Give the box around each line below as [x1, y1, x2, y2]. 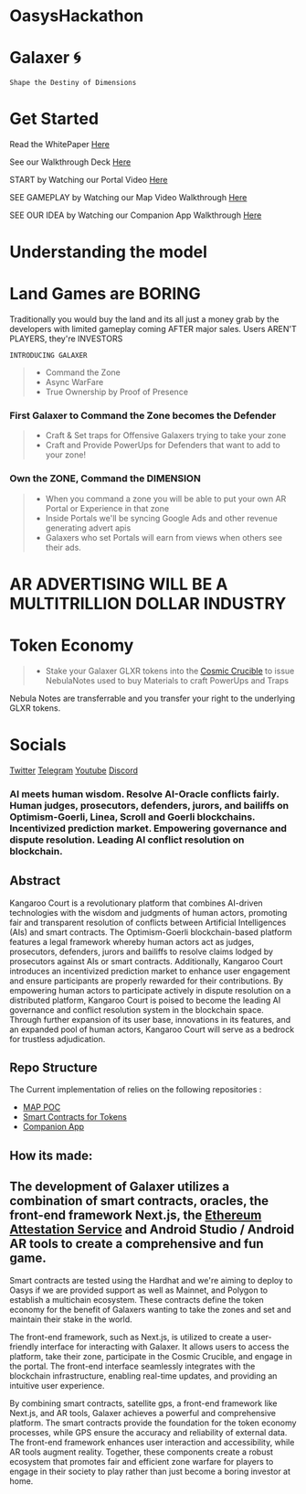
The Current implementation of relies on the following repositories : [9, 1084, 262, 1095]
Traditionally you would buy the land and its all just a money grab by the [9, 314, 280, 325]
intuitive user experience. [9, 1380, 105, 1391]
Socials [9, 735, 67, 756]
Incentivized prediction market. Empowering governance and [9, 822, 288, 834]
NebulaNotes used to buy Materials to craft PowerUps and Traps [45, 674, 290, 686]
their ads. [45, 542, 82, 553]
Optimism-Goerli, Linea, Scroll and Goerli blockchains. [9, 811, 256, 823]
